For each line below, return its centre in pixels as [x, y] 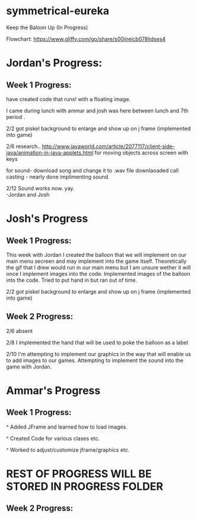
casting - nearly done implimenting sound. [58, 177]
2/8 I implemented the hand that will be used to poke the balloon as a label [97, 342]
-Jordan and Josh [28, 194]
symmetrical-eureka [58, 11]
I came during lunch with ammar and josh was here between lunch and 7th [97, 111]
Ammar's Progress [53, 390]
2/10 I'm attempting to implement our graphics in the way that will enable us [99, 354]
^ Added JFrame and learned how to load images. [67, 427]
